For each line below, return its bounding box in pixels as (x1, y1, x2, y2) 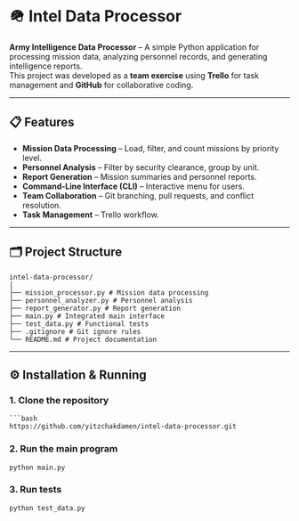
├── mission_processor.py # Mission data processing (9, 288, 209, 297)
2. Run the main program (9, 443, 118, 455)
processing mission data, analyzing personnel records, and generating (9, 51, 268, 61)
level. (21, 152, 43, 163)
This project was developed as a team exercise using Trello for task (9, 69, 260, 80)
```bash (9, 414, 38, 423)
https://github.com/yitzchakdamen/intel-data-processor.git (9, 422, 238, 431)
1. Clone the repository (9, 394, 109, 406)
